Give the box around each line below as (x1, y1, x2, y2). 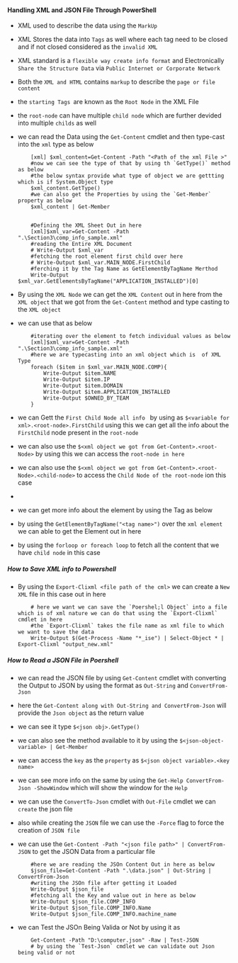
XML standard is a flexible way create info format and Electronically (17, 57, 225, 65)
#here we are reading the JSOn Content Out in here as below (30, 861, 215, 868)
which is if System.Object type (17, 179, 113, 186)
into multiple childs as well (17, 119, 97, 128)
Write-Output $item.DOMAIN (43, 383, 123, 390)
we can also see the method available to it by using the (17, 736, 178, 745)
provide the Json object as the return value (17, 709, 144, 717)
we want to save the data (17, 629, 94, 636)
